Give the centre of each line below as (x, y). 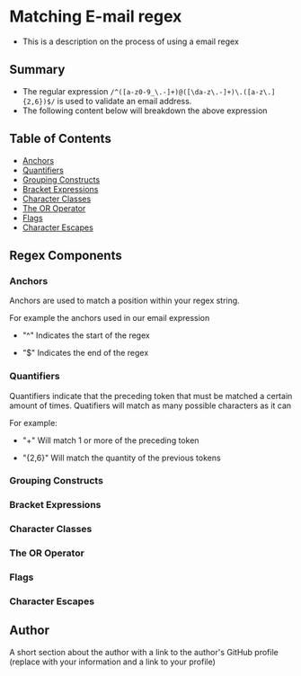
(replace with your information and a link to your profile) (112, 662)
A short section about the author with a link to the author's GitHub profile (144, 652)
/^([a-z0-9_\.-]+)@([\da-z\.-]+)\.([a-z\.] (193, 92)
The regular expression (65, 91)
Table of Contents (61, 139)
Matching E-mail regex (96, 17)
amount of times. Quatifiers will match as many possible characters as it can (150, 405)
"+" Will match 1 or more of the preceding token (111, 440)
